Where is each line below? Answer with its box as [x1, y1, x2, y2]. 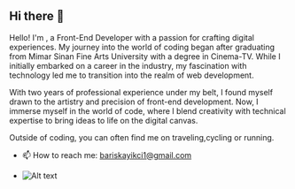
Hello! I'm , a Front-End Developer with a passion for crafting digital [9, 32, 255, 42]
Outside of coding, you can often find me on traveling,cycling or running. [9, 132, 275, 142]
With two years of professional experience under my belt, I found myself [9, 87, 273, 97]
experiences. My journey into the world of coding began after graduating [9, 42, 276, 52]
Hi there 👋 [9, 9, 65, 24]
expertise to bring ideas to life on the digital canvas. [9, 115, 198, 125]
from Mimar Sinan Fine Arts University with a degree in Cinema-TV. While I [9, 50, 281, 62]
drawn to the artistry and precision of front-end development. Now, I [9, 96, 259, 107]
